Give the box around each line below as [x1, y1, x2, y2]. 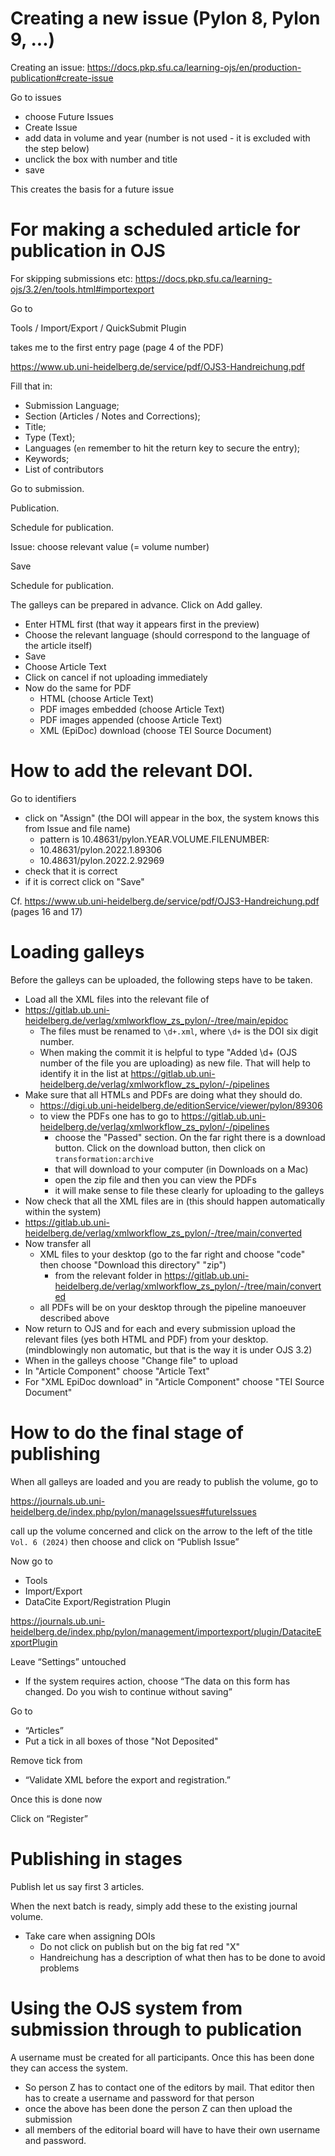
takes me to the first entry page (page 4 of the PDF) [10, 341, 225, 353]
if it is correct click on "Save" [24, 875, 145, 887]
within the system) [24, 1205, 102, 1217]
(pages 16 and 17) [10, 905, 83, 917]
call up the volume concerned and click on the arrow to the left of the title [10, 1525, 313, 1537]
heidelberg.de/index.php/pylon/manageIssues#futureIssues [10, 1505, 257, 1517]
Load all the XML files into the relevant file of [24, 993, 210, 1005]
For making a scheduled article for [10, 218, 301, 241]
